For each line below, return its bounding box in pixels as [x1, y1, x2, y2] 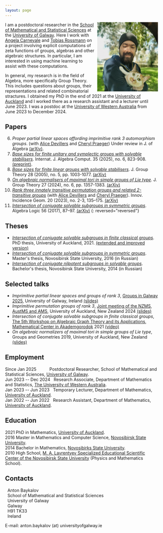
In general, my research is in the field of [5, 72, 84, 78]
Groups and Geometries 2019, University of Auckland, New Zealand [12, 334, 147, 340]
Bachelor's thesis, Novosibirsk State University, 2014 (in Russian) [12, 266, 143, 272]
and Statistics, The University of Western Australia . [5, 381, 107, 387]
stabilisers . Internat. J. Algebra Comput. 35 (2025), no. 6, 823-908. [12, 156, 147, 162]
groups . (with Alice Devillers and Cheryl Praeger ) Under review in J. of [12, 141, 153, 147]
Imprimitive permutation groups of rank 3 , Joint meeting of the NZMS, [12, 303, 152, 309]
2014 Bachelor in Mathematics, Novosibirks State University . [5, 445, 126, 450]
